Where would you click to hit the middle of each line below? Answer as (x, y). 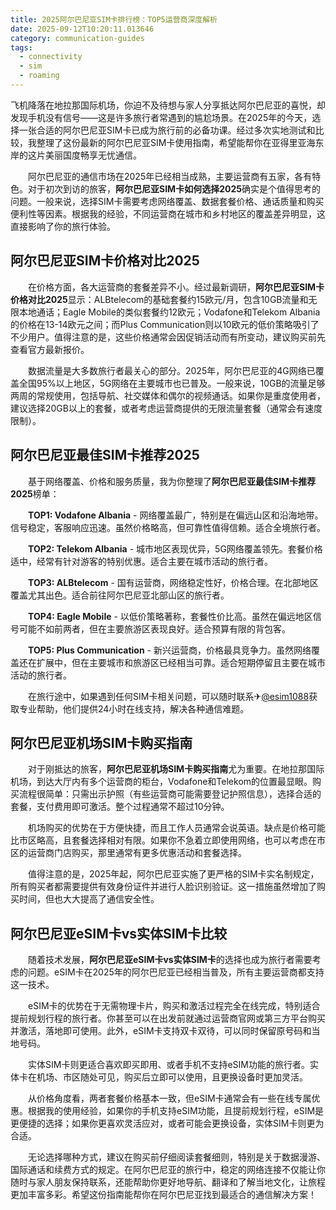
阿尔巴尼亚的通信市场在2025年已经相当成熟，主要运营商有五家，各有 (170, 176)
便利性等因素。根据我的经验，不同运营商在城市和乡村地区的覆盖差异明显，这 (168, 213)
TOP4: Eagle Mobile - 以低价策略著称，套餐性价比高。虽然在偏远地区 (170, 616)
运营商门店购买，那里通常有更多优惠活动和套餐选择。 (137, 853)
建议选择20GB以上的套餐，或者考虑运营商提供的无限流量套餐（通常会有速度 (166, 408)
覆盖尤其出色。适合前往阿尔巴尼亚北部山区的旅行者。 (120, 595)
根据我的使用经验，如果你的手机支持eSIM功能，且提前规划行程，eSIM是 (176, 1111)
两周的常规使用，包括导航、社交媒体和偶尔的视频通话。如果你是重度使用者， (168, 395)
